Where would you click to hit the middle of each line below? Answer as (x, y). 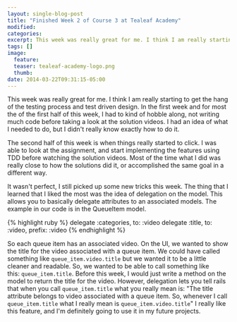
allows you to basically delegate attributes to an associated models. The (112, 202)
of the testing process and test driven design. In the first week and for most (117, 107)
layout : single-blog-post (45, 14)
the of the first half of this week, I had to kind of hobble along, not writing (114, 114)
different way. (27, 173)
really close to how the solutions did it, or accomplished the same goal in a (116, 166)
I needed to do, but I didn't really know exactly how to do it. (93, 129)
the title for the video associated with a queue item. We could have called (114, 252)
